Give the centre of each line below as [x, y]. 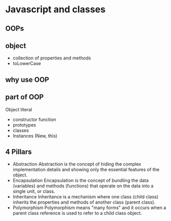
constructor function [34, 119]
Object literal [19, 109]
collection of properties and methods [52, 58]
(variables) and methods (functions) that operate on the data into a [83, 186]
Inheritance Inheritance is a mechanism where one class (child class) [85, 197]
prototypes [24, 125]
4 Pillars [19, 152]
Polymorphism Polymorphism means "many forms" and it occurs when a [89, 208]
